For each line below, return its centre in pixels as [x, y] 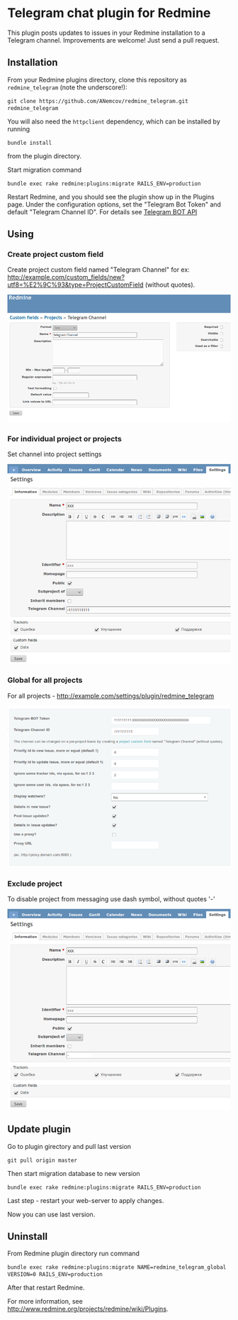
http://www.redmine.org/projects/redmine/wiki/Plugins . [88, 1309]
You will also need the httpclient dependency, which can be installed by [114, 121]
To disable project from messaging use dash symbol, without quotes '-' [111, 899]
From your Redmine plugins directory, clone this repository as [97, 79]
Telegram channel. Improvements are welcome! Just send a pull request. [113, 40]
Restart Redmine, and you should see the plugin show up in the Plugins [111, 197]
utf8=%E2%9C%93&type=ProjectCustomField [75, 285]
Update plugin [39, 1129]
